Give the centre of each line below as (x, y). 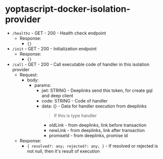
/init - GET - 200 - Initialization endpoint (54, 49)
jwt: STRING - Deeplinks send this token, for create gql (97, 90)
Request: (29, 75)
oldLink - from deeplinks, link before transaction (98, 125)
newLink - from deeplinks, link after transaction (97, 130)
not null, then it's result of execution (63, 151)
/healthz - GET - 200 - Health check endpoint (59, 33)
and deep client (57, 95)
